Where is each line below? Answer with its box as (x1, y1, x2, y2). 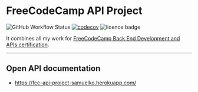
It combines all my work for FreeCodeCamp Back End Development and (6, 35, 180, 42)
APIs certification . (6, 41, 49, 48)
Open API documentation (6, 63, 101, 74)
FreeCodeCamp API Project (6, 4, 143, 18)
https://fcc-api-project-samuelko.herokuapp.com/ (14, 79, 137, 86)
